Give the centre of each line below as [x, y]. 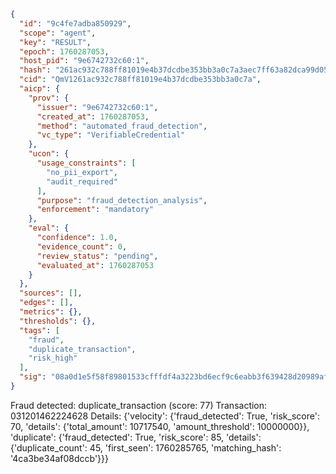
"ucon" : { [49, 154]
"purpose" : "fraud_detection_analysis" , [122, 200]
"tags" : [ [39, 330]
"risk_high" [53, 358]
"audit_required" [82, 181]
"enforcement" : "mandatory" [95, 210]
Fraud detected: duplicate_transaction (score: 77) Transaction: [139, 405]
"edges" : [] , [46, 303]
